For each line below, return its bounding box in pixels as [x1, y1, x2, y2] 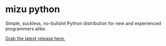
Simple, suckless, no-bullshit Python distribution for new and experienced [5, 20, 161, 26]
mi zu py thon [5, 4, 60, 15]
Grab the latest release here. [5, 35, 66, 41]
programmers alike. [5, 25, 47, 31]
